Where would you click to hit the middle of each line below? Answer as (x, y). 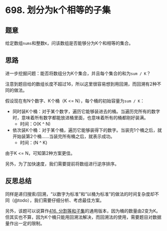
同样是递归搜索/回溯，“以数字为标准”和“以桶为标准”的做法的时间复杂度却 (80, 194)
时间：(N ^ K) (33, 142)
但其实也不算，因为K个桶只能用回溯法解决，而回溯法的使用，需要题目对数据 (83, 217)
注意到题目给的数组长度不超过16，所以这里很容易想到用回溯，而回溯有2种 (81, 84)
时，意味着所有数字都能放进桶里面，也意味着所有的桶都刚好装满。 (80, 117)
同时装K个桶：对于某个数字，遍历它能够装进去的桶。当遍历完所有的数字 (86, 111)
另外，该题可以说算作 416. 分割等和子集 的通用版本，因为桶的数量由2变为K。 (83, 211)
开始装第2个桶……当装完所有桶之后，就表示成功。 (63, 136)
